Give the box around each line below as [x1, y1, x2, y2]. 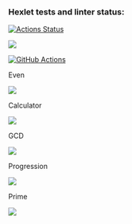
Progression [8, 162, 48, 171]
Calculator [8, 100, 42, 110]
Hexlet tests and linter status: [8, 6, 125, 18]
